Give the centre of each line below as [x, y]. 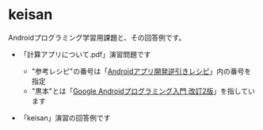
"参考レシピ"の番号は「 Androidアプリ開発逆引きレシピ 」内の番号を [141, 71]
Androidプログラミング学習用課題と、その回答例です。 [97, 37]
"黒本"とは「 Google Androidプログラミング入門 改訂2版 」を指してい [143, 91]
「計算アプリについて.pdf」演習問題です [85, 54]
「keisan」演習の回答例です [65, 117]
